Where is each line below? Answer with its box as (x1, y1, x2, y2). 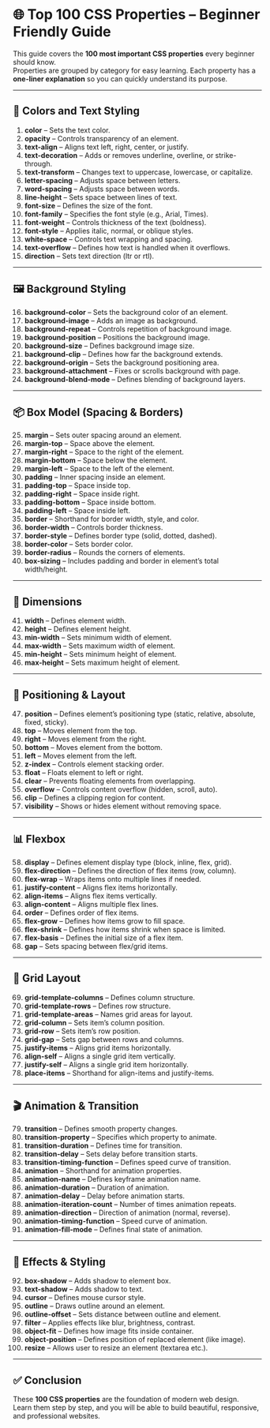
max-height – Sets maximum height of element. (24, 658, 181, 668)
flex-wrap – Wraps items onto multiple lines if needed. (24, 874, 202, 883)
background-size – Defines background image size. (24, 341, 195, 350)
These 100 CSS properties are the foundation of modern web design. (13, 1395, 239, 1404)
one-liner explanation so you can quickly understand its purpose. (13, 73, 228, 84)
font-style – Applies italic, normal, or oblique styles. (24, 226, 194, 235)
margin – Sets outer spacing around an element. (24, 430, 182, 440)
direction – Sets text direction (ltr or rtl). (24, 251, 155, 260)
